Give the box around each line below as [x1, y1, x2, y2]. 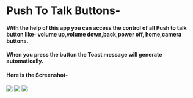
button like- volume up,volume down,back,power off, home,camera [6, 30, 182, 38]
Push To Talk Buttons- [6, 4, 121, 18]
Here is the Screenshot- [6, 71, 68, 79]
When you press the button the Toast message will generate [6, 51, 162, 58]
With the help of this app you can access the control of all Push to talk [6, 24, 188, 31]
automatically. [6, 57, 44, 65]
